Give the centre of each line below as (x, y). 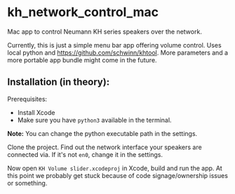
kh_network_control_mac (83, 12)
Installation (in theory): (59, 82)
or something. (27, 183)
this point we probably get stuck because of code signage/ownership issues (117, 175)
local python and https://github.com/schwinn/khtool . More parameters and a (118, 53)
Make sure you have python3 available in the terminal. (94, 120)
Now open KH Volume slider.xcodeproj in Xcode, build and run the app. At (115, 168)
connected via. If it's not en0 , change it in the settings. (85, 154)
